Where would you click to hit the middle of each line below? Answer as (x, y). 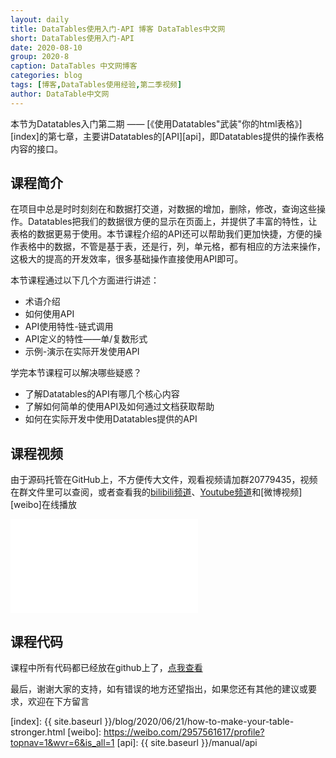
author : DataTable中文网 (60, 94)
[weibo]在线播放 (43, 505)
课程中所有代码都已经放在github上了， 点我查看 (106, 668)
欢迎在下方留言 (58, 702)
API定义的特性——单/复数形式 (86, 339)
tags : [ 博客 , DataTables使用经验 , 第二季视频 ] (96, 85)
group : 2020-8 (40, 57)
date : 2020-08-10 (46, 47)
